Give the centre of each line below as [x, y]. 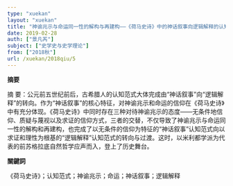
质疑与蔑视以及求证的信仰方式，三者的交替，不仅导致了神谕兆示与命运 [119, 120]
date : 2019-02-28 [32, 33]
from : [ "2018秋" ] [32, 53]
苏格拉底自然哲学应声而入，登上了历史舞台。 [89, 146]
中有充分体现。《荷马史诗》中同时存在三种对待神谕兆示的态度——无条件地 [112, 111]
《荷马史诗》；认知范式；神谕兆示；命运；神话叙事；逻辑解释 [94, 176]
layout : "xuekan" [32, 20]
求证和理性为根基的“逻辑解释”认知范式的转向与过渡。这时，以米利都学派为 [113, 137]
